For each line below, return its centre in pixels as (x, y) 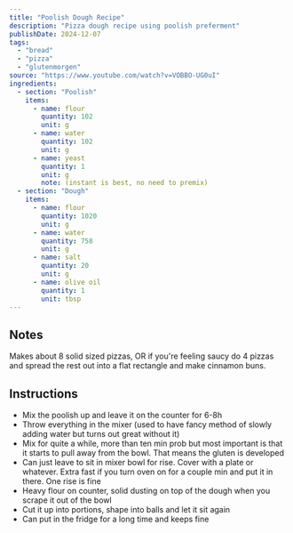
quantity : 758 (67, 241)
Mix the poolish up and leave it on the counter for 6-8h (122, 415)
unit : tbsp (61, 299)
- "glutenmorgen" (49, 68)
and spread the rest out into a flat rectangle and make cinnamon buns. (138, 366)
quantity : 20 (65, 266)
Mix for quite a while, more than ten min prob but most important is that (152, 443)
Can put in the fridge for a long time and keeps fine (115, 519)
